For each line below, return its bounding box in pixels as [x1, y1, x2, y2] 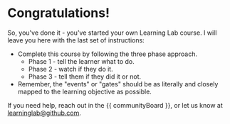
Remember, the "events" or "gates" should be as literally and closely [17, 79, 219, 88]
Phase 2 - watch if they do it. [28, 64, 113, 73]
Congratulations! [7, 5, 110, 21]
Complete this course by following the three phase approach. [17, 50, 198, 58]
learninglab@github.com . [7, 108, 82, 117]
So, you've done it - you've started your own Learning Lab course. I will [7, 28, 217, 37]
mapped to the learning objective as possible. [17, 87, 152, 96]
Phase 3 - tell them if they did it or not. [28, 72, 141, 81]
